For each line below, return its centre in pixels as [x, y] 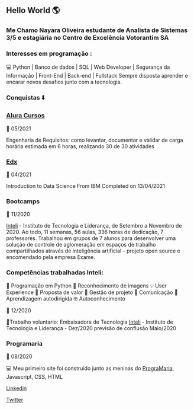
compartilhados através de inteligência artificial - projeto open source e [93, 251]
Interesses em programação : [49, 54]
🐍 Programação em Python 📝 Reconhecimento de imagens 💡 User [87, 285]
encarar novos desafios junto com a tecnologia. [64, 82]
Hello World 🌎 [33, 10]
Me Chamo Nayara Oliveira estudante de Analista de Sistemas [97, 30]
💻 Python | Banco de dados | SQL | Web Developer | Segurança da [88, 67]
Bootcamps [23, 202]
